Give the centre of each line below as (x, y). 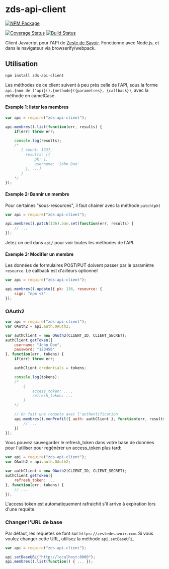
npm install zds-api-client (35, 76)
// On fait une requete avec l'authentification (66, 414)
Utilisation (22, 64)
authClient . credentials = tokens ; (50, 368)
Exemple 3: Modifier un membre (39, 254)
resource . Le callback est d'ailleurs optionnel (52, 271)
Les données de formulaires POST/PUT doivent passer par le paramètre (80, 265)
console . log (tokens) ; (37, 377)
